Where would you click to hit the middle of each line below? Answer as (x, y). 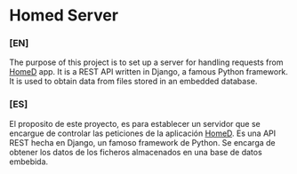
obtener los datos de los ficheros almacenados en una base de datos (136, 152)
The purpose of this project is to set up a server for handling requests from (146, 62)
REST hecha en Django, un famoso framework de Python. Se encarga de (142, 142)
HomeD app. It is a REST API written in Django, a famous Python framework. (149, 72)
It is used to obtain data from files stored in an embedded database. (133, 82)
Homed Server (64, 16)
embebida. (29, 162)
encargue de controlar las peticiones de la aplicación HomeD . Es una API (143, 133)
